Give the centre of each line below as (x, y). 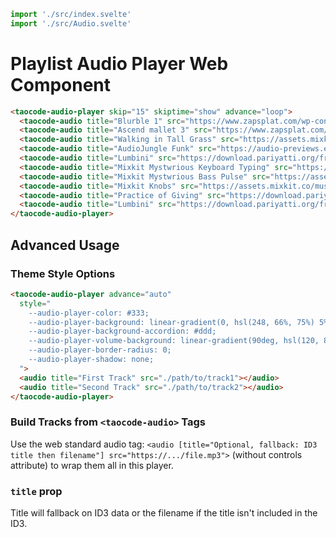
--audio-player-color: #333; (89, 313)
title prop (36, 491)
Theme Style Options (63, 273)
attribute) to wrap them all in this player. (92, 465)
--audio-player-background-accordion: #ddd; (122, 331)
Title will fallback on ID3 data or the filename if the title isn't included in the (164, 512)
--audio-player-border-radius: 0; (100, 350)
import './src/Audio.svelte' (71, 23)
